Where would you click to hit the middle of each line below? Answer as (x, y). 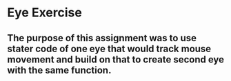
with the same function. (59, 70)
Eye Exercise (45, 13)
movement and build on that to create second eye (116, 59)
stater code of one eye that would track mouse (109, 48)
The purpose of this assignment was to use (102, 38)
